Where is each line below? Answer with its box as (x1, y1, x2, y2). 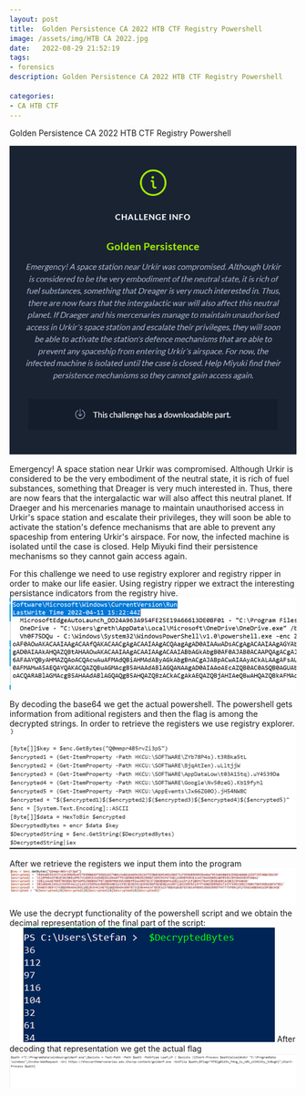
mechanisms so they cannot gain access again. (9, 550, 188, 561)
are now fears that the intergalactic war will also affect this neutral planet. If (9, 492, 292, 503)
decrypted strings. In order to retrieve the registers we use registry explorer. (9, 718, 295, 729)
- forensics (9, 63, 55, 72)
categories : (9, 91, 55, 100)
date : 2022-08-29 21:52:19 (9, 44, 120, 53)
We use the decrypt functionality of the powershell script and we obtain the (9, 907, 293, 918)
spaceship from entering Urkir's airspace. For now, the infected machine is (9, 531, 290, 542)
